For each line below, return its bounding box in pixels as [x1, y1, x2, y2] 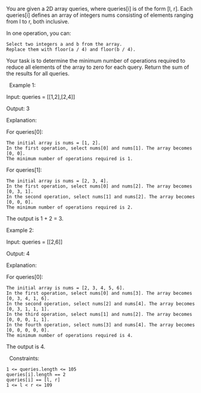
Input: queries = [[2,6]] [6, 238, 63, 245]
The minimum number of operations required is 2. [6, 204, 134, 210]
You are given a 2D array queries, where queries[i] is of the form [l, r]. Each [6, 5, 193, 12]
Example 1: [8, 81, 36, 89]
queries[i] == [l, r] [6, 377, 61, 383]
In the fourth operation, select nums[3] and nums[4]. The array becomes [6, 322, 196, 328]
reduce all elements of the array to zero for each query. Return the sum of [6, 63, 190, 71]
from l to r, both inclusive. [6, 18, 69, 25]
